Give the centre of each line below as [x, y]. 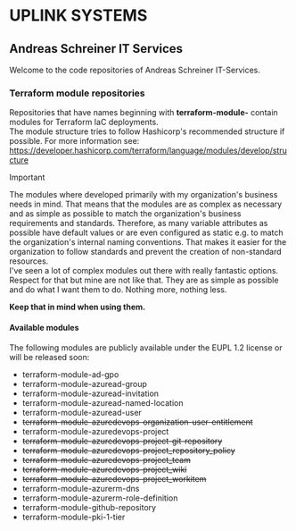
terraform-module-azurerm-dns [81, 488]
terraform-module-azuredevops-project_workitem [114, 478]
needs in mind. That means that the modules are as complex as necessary [146, 204]
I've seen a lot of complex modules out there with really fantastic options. [144, 271]
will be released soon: [49, 357]
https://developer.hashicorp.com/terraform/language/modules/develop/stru [148, 151]
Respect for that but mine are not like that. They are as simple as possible [144, 280]
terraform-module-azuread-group [84, 383]
